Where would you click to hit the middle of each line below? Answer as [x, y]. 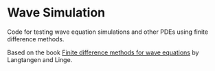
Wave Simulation [56, 13]
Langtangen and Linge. [40, 59]
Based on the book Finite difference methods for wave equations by [103, 52]
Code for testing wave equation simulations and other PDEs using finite [107, 32]
